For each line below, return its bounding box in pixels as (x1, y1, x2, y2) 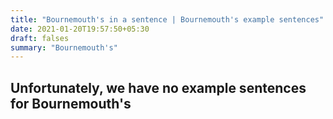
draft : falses (10, 33, 70, 43)
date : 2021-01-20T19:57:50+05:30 (10, 24, 150, 34)
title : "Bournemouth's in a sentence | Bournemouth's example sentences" (10, 14, 325, 25)
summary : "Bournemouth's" (10, 42, 118, 53)
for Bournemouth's (10, 95, 132, 112)
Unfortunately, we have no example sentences (10, 79, 307, 96)
